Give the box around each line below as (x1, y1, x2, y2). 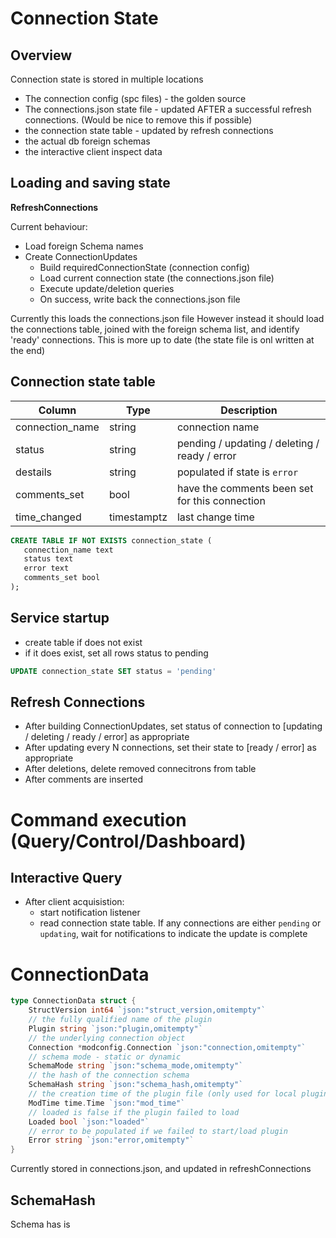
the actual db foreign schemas (24, 135, 151, 147)
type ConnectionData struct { (10, 996, 137, 1006)
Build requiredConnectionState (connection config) (39, 261, 251, 273)
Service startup (10, 610, 110, 627)
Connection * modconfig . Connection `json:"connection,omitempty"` (28, 1042, 307, 1052)
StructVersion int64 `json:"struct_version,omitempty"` (28, 1005, 267, 1016)
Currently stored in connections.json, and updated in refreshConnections (10, 1163, 312, 1175)
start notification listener (39, 907, 141, 919)
